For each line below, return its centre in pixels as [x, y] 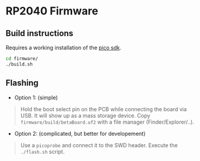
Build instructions [39, 33]
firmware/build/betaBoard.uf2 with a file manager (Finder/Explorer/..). [107, 122]
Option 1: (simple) [36, 97]
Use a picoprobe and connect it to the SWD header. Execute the [99, 145]
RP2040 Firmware [52, 11]
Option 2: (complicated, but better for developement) [80, 133]
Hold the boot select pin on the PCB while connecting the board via [104, 109]
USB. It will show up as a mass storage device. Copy [85, 115]
